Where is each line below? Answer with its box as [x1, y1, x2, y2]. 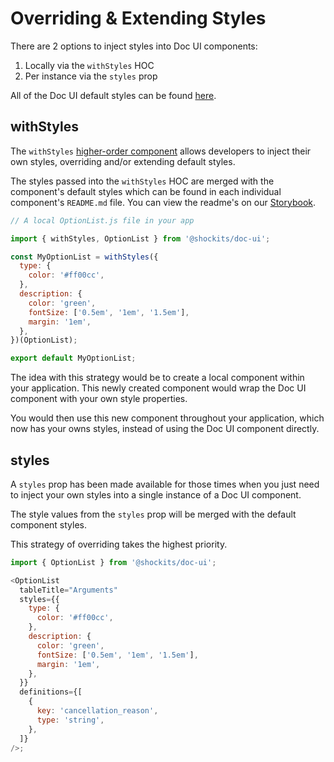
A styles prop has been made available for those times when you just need [10, 478, 320, 490]
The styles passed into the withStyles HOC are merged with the [10, 175, 275, 187]
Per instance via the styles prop [24, 70, 158, 82]
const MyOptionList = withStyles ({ [10, 252, 159, 262]
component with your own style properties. [10, 393, 188, 405]
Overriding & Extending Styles [10, 7, 267, 30]
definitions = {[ [19, 687, 83, 697]
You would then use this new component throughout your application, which [10, 412, 325, 424]
